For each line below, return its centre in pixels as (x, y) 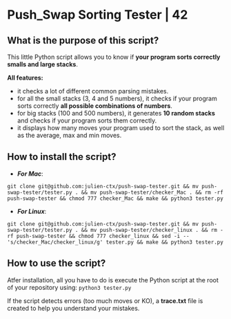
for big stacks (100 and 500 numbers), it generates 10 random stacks (116, 113)
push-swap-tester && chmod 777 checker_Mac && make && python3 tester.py (115, 198)
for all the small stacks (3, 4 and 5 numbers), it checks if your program (117, 98)
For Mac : (30, 174)
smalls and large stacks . (42, 64)
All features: (25, 78)
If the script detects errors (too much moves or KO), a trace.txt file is (105, 300)
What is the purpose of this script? (83, 40)
